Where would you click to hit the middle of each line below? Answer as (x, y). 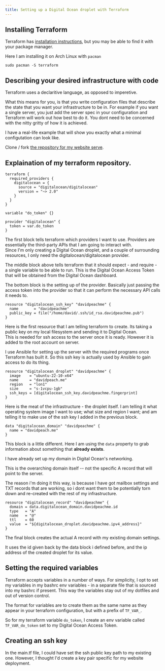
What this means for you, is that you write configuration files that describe (80, 102)
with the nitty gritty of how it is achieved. (46, 123)
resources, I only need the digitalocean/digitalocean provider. (67, 255)
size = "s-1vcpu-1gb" (36, 389)
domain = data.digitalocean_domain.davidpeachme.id (64, 507)
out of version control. (28, 595)
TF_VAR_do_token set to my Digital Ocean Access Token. (62, 625)
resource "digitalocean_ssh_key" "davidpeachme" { (58, 305)
